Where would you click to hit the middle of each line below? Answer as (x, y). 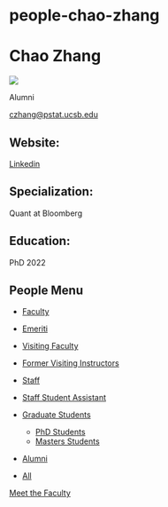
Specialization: (51, 192)
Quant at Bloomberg (46, 213)
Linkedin (25, 163)
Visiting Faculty (50, 346)
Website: (34, 143)
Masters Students (67, 441)
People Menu (46, 290)
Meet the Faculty (40, 493)
